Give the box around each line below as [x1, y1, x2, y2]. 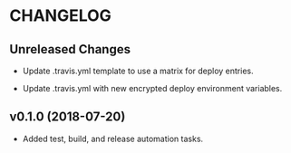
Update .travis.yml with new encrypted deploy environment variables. [22, 83, 283, 93]
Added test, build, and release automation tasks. [22, 133, 204, 144]
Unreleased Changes [9, 42, 131, 57]
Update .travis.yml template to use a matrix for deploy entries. [22, 65, 254, 76]
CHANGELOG [9, 5, 112, 26]
